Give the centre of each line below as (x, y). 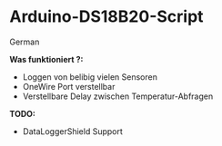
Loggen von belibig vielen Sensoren (90, 77)
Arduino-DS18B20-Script (106, 17)
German (25, 42)
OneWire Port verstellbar (69, 86)
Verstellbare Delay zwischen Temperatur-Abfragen (118, 96)
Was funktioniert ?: (46, 59)
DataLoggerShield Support (72, 131)
